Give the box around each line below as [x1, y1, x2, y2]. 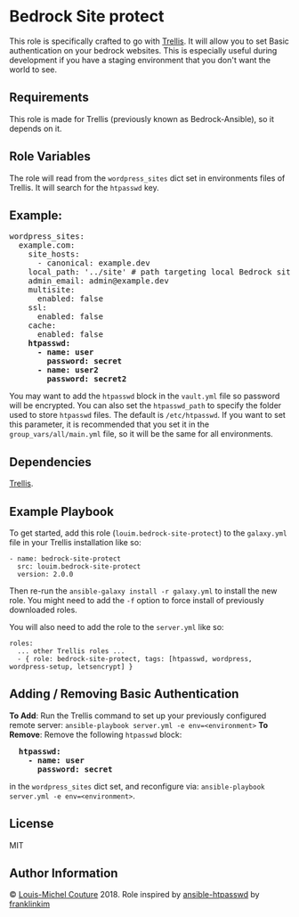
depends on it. [9, 123, 62, 134]
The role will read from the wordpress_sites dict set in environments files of [9, 172, 286, 184]
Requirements [9, 90, 89, 105]
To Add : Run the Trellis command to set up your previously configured [9, 710, 267, 721]
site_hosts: [28, 250, 80, 259]
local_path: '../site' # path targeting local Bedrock [28, 267, 273, 277]
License [9, 816, 54, 831]
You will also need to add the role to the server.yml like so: [9, 622, 224, 632]
